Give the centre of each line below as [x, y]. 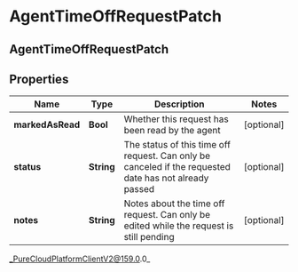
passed [139, 189]
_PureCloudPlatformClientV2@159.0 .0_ [80, 259]
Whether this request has [176, 119]
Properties [39, 79]
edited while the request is [179, 226]
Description [180, 104]
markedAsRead [47, 124]
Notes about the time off [174, 204]
